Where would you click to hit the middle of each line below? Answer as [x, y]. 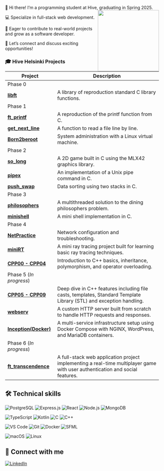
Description [107, 76]
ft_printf [17, 118]
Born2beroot [23, 140]
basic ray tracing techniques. [90, 253]
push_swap [21, 187]
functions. [69, 98]
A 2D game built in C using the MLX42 [101, 158]
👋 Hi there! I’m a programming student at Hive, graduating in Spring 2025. [79, 8]
